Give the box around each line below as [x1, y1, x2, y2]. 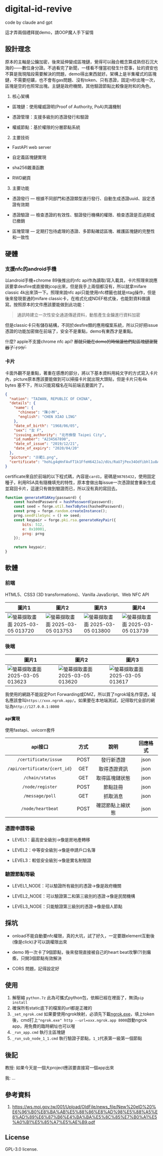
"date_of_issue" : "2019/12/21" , [14, 441, 79, 447]
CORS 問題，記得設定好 [12, 965, 60, 971]
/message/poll [23, 793, 56, 799]
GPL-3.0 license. [5, 1146, 38, 1152]
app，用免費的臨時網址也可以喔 [12, 1023, 75, 1029]
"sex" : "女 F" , [14, 428, 44, 433]
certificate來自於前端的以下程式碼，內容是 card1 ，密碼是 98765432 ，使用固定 [5, 473, 156, 479]
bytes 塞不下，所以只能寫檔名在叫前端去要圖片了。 [5, 382, 107, 388]
